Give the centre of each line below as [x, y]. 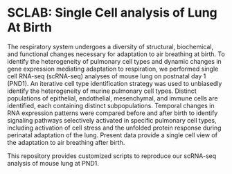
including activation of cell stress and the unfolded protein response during [114, 128]
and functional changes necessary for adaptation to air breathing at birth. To [116, 54]
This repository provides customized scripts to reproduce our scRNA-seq [112, 156]
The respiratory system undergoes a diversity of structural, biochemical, [110, 46]
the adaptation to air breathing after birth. [66, 142]
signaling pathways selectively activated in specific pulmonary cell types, [112, 120]
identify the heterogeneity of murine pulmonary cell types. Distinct [102, 91]
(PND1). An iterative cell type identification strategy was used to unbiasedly [115, 83]
